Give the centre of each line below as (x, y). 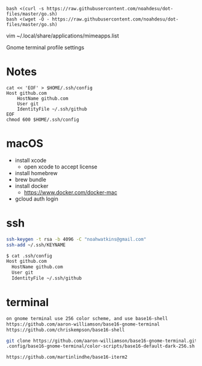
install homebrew (36, 173)
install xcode (31, 160)
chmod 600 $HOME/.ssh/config (43, 120)
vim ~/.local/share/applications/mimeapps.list (63, 36)
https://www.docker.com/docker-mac (70, 192)
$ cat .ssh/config (29, 256)
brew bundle (30, 179)
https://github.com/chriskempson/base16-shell (66, 330)
